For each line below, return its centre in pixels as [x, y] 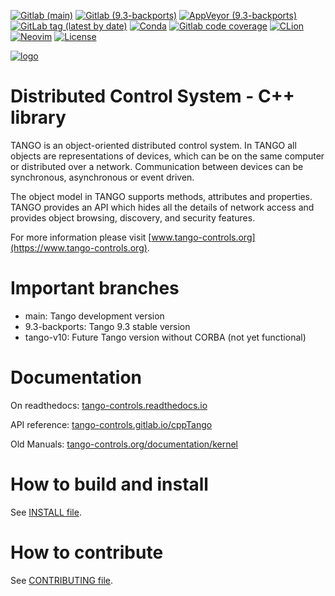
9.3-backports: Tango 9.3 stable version [107, 326]
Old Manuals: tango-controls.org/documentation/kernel [124, 444]
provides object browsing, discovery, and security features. [133, 217]
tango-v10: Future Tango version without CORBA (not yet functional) [165, 337]
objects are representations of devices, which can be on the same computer [167, 156]
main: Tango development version [94, 316]
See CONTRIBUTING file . [62, 580]
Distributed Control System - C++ [152, 96]
